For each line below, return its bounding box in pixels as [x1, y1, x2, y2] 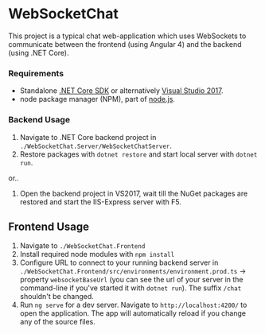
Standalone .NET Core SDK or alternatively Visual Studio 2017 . [19, 86, 224, 95]
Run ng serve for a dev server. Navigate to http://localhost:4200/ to [19, 300, 247, 310]
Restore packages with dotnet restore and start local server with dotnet [19, 149, 258, 159]
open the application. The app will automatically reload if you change [19, 309, 247, 318]
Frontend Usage [8, 219, 90, 233]
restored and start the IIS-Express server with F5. [19, 196, 181, 207]
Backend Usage [8, 115, 70, 126]
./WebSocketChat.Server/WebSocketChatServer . [19, 141, 173, 150]
